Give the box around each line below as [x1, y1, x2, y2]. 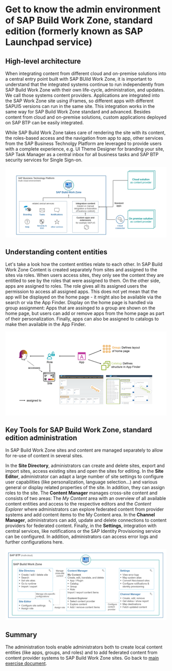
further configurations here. [5, 539, 64, 545]
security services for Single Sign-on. [5, 157, 83, 163]
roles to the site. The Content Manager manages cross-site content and [5, 490, 158, 496]
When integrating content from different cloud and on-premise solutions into [5, 70, 166, 77]
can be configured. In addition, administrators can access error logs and [5, 533, 158, 540]
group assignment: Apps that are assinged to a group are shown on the [5, 305, 156, 311]
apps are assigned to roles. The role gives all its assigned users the [5, 283, 147, 289]
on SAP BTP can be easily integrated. [5, 120, 84, 125]
